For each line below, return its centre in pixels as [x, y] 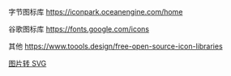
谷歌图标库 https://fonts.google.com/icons [79, 29]
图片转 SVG [28, 63]
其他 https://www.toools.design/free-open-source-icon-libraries [115, 46]
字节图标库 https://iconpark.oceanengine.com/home [96, 12]
